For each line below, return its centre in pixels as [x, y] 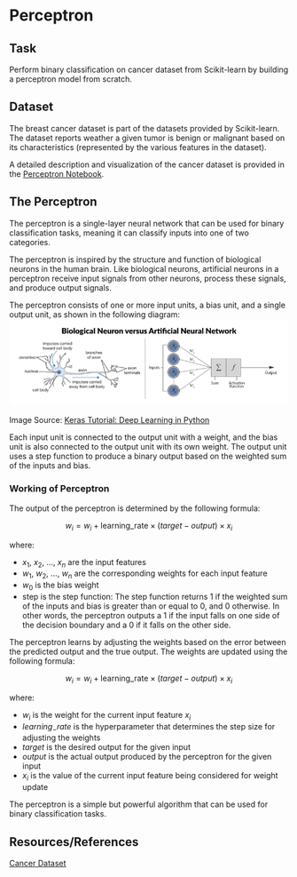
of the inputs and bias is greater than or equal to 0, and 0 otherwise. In [151, 606]
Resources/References [74, 842]
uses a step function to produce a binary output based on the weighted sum [148, 456]
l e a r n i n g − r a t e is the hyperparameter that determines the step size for [148, 727]
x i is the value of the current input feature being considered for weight [150, 777]
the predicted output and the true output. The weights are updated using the [148, 651]
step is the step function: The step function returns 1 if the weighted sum [155, 596]
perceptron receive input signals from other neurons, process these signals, [148, 278]
